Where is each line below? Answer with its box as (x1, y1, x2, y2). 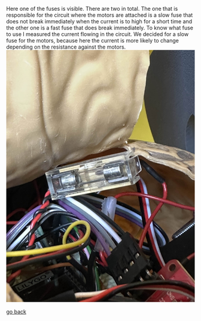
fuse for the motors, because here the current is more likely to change (6, 37, 179, 44)
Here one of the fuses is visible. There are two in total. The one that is (6, 5, 178, 12)
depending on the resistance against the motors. (6, 43, 126, 50)
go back (6, 308, 27, 315)
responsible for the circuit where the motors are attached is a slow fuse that (6, 11, 193, 19)
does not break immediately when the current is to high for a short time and (6, 18, 193, 25)
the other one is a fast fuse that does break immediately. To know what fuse (6, 24, 193, 31)
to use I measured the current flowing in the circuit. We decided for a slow (6, 31, 189, 38)
